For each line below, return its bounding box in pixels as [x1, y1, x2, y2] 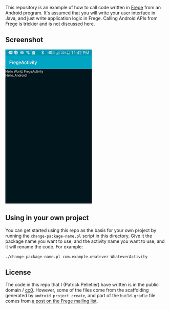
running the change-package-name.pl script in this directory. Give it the [5, 233, 153, 239]
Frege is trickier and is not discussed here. [5, 21, 95, 27]
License [5, 268, 31, 277]
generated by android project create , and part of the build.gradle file [5, 293, 156, 299]
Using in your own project [5, 214, 89, 222]
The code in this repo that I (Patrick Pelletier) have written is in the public [5, 282, 159, 288]
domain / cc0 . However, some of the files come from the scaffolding [5, 287, 149, 293]
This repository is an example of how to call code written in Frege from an [5, 5, 161, 10]
